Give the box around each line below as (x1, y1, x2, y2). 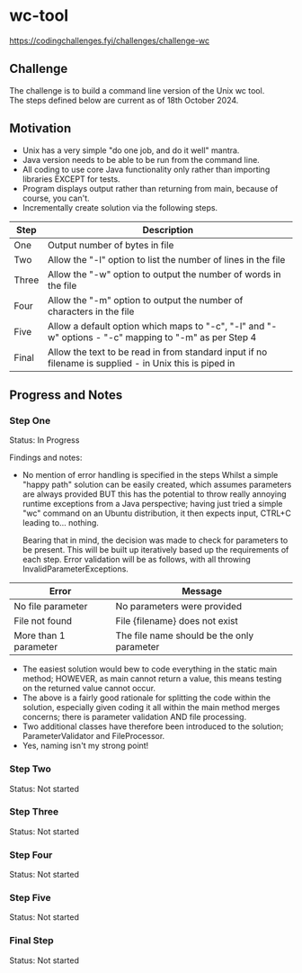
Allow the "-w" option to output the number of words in (48, 267, 281, 280)
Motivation (9, 121, 72, 136)
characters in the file (48, 305, 135, 318)
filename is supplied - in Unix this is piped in (48, 356, 235, 369)
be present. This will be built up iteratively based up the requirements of (22, 545, 289, 555)
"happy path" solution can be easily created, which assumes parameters (22, 479, 292, 491)
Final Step (9, 934, 54, 947)
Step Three (9, 806, 59, 818)
